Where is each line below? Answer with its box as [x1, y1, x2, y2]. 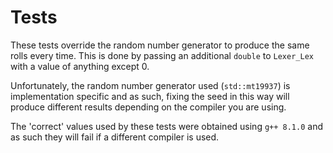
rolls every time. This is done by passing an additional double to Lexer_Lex [10, 49, 314, 61]
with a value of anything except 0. [10, 60, 150, 72]
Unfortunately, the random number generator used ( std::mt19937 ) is [10, 79, 291, 91]
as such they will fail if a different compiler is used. [10, 131, 220, 143]
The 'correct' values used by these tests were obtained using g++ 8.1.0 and [10, 120, 324, 132]
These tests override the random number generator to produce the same [10, 39, 310, 51]
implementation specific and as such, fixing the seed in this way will [10, 90, 290, 102]
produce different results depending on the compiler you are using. [10, 101, 287, 113]
